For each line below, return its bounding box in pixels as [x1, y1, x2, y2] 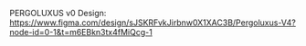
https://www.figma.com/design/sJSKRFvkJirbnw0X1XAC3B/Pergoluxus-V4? [9, 17, 297, 28]
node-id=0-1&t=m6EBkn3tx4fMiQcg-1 [9, 27, 153, 37]
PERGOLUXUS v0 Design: [9, 8, 107, 18]
